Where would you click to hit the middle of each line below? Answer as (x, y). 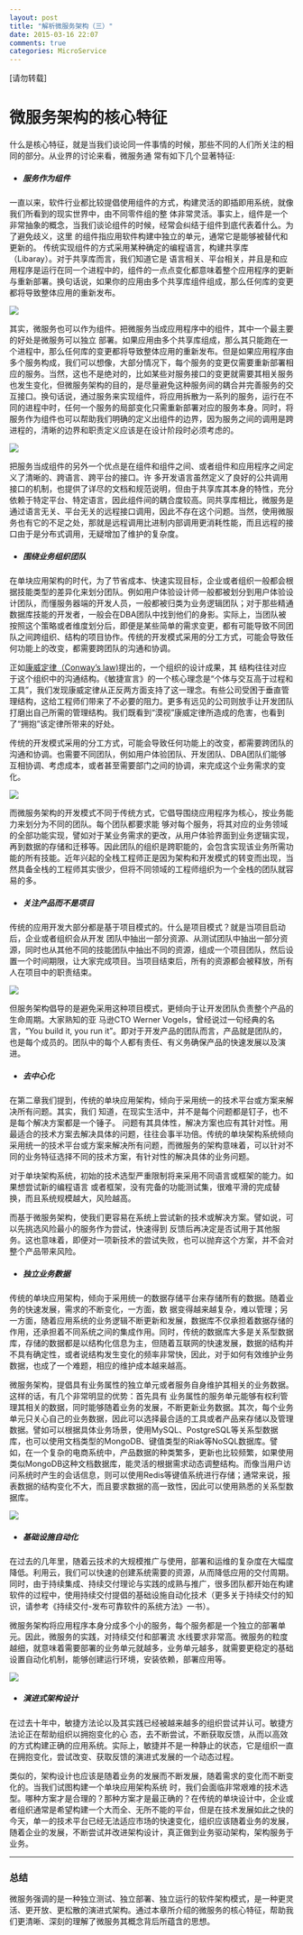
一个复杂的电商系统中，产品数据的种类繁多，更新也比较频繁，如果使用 (163, 1452)
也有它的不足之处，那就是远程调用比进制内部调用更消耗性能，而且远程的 (151, 523)
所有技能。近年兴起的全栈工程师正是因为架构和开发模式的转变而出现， (155, 858)
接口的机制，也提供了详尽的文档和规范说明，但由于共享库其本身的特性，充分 (151, 489)
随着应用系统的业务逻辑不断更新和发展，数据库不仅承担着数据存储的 (167, 1320)
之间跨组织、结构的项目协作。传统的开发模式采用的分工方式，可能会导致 (151, 637)
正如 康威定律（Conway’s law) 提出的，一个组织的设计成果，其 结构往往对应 (148, 667)
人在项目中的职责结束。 (53, 972)
